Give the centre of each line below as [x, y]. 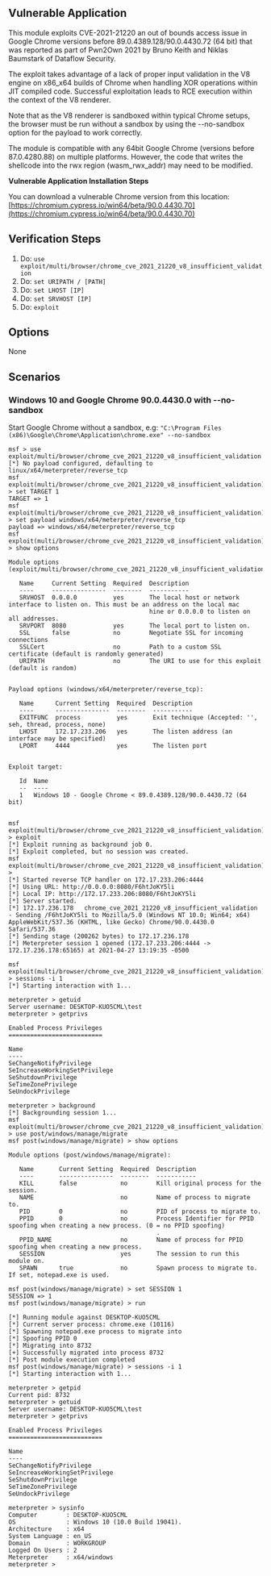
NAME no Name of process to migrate [135, 1198]
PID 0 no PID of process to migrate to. [140, 1212]
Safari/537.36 [32, 930]
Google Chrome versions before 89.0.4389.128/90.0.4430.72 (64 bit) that [130, 41]
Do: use [32, 258]
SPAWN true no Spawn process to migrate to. [138, 1268]
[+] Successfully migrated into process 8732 [86, 1353]
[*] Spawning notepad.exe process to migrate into [95, 1332]
